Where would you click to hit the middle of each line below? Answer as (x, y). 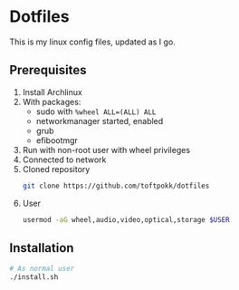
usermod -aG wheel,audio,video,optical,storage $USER (126, 219)
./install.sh (34, 277)
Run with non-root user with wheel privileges (106, 150)
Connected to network (64, 159)
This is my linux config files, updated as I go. (93, 42)
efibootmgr (57, 140)
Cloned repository (56, 169)
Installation (42, 248)
